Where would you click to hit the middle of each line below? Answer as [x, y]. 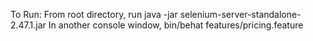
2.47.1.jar [28, 25]
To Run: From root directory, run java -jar [94, 14]
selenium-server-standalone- [240, 14]
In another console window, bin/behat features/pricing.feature [176, 25]
